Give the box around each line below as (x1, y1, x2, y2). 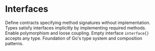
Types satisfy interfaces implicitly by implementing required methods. (5, 25, 147, 30)
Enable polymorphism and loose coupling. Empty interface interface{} (5, 30, 149, 36)
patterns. (5, 40, 24, 46)
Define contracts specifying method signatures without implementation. (5, 20, 151, 25)
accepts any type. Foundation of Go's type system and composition (5, 35, 143, 41)
